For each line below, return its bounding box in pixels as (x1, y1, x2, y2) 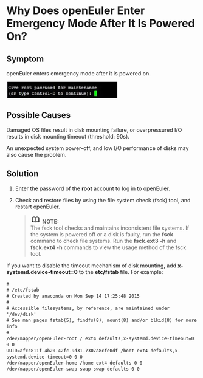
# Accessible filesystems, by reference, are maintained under (6, 305, 170, 311)
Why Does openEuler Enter (6, 4, 145, 18)
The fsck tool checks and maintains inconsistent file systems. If (30, 224, 190, 232)
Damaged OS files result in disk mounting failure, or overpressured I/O (6, 126, 182, 134)
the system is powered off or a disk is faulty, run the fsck (30, 230, 173, 238)
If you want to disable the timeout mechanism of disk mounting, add (6, 262, 177, 269)
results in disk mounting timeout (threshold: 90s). (6, 132, 129, 140)
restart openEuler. (15, 203, 60, 210)
